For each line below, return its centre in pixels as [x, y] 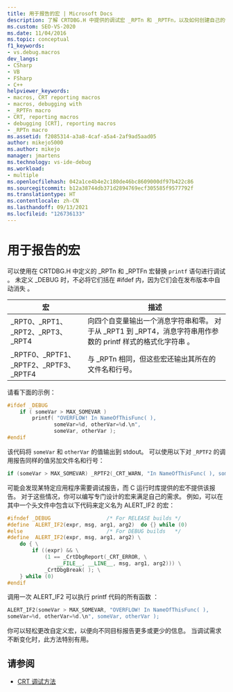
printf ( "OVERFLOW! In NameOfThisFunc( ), [94, 418]
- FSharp [20, 78]
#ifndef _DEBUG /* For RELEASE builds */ [94, 518]
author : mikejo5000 [35, 143]
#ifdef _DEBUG [28, 405]
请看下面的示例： [32, 392]
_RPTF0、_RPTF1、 [43, 354]
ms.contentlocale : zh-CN [43, 201]
